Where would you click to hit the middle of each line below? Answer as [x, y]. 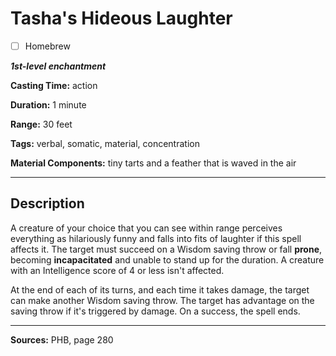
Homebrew [47, 46]
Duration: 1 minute [48, 105]
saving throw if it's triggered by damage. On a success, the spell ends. [155, 311]
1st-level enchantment [58, 66]
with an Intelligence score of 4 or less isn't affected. [117, 270]
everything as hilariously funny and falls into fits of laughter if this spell [156, 238]
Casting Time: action [54, 85]
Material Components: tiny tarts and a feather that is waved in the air [153, 163]
